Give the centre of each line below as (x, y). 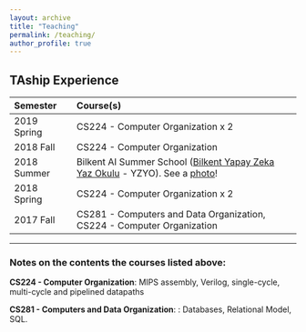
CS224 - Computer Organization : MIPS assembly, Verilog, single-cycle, (145, 282)
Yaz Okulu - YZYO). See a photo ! (147, 174)
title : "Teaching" (44, 26)
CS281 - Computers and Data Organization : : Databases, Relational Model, (151, 309)
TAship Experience (64, 80)
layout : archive (40, 18)
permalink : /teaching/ (52, 35)
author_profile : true (51, 43)
